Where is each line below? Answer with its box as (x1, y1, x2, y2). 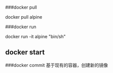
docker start (5, 48, 45, 57)
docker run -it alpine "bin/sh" (5, 34, 66, 39)
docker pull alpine (5, 14, 42, 20)
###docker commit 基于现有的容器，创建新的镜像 (5, 62, 108, 68)
